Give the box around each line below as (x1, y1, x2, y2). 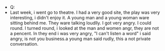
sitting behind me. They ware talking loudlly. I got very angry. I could (10, 20, 151, 26)
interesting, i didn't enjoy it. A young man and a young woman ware (10, 15, 149, 20)
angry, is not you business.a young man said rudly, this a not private (10, 36, 151, 42)
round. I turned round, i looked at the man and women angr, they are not (10, 25, 159, 31)
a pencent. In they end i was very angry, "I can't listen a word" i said (10, 31, 151, 36)
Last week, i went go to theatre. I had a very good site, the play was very (10, 9, 160, 15)
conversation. (10, 41, 39, 47)
